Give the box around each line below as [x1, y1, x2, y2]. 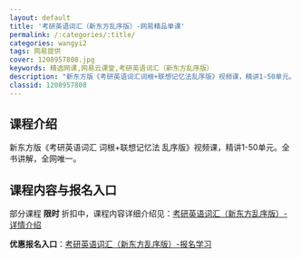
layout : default [9, 13, 71, 23]
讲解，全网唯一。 [16, 153, 82, 164]
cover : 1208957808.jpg [9, 55, 95, 64]
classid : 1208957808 [9, 81, 88, 90]
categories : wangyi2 [9, 38, 88, 48]
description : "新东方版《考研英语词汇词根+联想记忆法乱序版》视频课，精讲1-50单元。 [9, 72, 296, 81]
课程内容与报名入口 [9, 182, 117, 197]
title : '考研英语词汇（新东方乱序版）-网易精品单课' [9, 22, 186, 31]
